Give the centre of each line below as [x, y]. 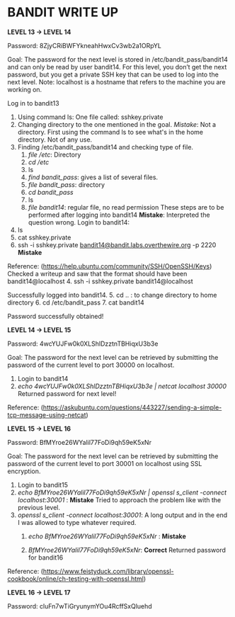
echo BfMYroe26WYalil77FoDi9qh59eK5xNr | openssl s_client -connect [122, 492]
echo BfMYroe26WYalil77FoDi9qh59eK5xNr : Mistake [107, 536]
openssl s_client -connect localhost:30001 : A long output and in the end [122, 515]
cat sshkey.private [44, 237]
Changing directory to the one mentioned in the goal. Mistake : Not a [117, 124]
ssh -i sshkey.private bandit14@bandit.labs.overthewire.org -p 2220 [117, 244]
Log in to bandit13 [33, 103]
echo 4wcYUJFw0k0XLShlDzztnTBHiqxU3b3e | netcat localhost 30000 [122, 386]
